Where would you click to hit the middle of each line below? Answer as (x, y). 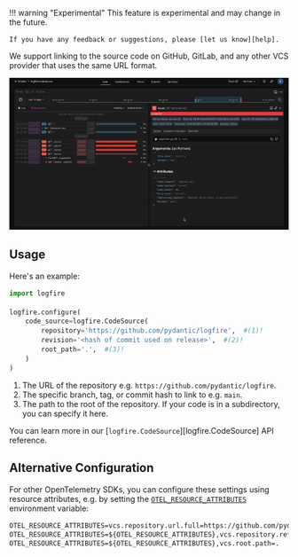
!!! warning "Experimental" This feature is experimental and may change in (145, 13)
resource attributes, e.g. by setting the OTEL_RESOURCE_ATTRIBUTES (128, 498)
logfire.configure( (45, 312)
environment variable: (49, 508)
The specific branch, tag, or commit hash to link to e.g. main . (132, 395)
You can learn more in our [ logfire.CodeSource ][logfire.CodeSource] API (141, 430)
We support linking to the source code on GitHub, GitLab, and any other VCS (149, 56)
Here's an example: (44, 276)
